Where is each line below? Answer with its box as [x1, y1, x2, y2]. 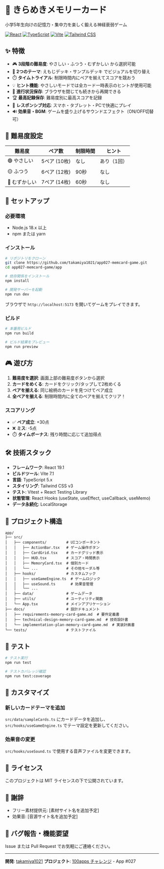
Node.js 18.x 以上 [12, 225, 47, 231]
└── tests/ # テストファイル [5, 628, 96, 633]
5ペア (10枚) [41, 158, 71, 165]
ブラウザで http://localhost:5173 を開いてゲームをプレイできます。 [5, 301, 143, 307]
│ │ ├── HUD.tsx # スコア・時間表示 [5, 555, 100, 561]
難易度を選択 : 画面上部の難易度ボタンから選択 [12, 375, 105, 381]
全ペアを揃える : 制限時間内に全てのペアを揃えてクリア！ [12, 394, 126, 399]
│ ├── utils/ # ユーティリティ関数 [5, 597, 103, 602]
